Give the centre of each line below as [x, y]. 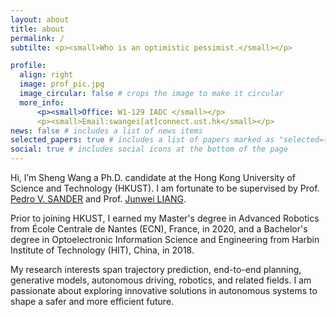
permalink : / [37, 38]
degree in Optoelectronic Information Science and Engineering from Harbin [165, 239]
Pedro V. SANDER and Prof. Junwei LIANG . [98, 199]
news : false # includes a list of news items [106, 131]
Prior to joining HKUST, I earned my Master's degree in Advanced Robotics [165, 218]
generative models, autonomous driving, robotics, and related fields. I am [161, 280]
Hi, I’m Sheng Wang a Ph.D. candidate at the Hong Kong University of [153, 177]
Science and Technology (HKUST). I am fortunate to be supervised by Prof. [165, 188]
